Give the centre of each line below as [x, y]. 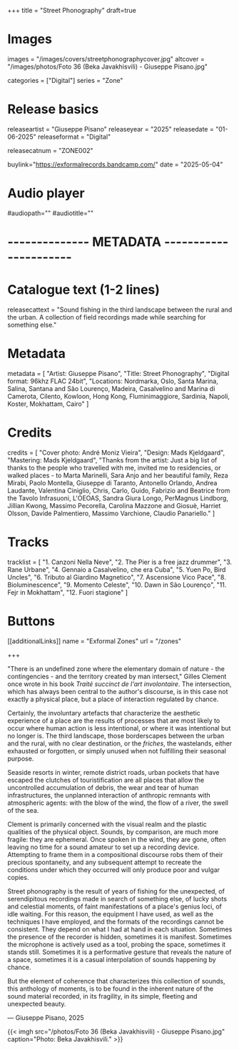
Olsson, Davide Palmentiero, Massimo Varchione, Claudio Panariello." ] [111, 513]
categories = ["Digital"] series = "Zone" [65, 80]
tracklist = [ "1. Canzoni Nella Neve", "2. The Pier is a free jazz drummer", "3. [120, 562]
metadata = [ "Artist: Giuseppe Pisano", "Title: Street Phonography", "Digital [118, 373]
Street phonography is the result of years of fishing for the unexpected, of [116, 891]
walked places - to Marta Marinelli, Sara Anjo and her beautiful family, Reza [118, 475]
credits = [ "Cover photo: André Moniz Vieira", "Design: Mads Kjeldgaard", [116, 452]
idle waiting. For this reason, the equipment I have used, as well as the [111, 913]
